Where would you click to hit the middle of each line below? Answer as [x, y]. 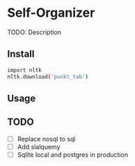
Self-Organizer [51, 13]
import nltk [24, 70]
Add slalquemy [39, 146]
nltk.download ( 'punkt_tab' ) [48, 77]
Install [21, 54]
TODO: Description [34, 32]
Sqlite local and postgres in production [73, 154]
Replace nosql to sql [46, 139]
